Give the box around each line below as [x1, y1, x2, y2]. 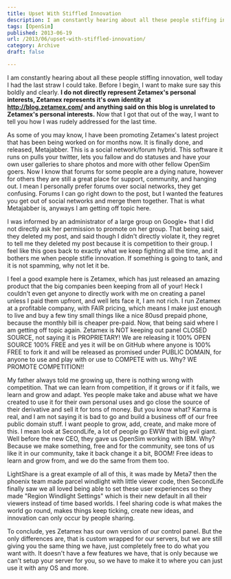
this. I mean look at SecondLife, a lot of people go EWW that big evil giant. [7, 427, 217, 435]
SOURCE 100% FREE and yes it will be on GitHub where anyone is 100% [7, 341, 212, 349]
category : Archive [7, 42, 60, 49]
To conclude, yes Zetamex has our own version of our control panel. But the [7, 527, 222, 535]
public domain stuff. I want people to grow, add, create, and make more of [7, 420, 217, 428]
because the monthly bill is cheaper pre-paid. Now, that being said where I [7, 318, 219, 327]
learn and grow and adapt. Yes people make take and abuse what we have [7, 390, 218, 398]
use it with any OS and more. [7, 563, 89, 572]
